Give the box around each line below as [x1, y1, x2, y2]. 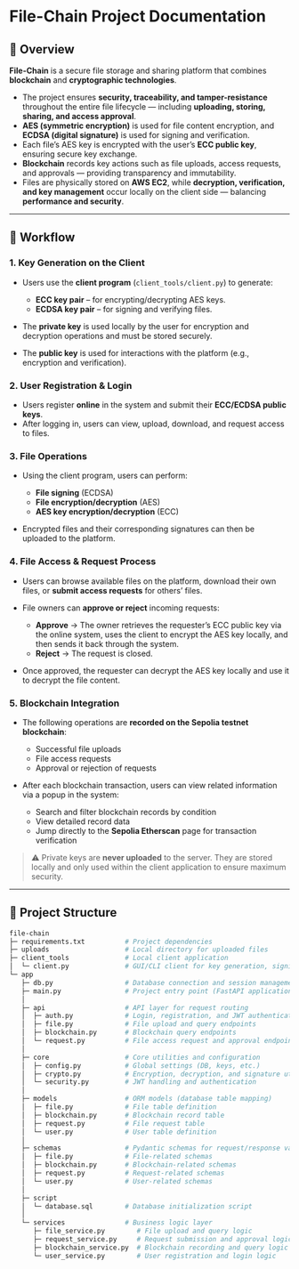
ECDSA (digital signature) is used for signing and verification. [21, 130, 250, 140]
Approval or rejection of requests [35, 763, 158, 773]
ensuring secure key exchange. [21, 149, 138, 159]
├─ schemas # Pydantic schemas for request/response [20, 1144, 280, 1153]
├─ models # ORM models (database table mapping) [20, 1095, 273, 1103]
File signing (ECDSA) [35, 488, 114, 498]
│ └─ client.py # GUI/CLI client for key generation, [9, 962, 269, 971]
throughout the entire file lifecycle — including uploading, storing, [21, 101, 266, 112]
